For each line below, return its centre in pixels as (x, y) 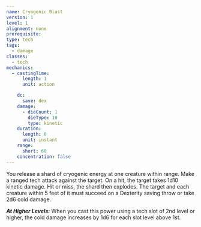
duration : (29, 129)
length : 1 (34, 79)
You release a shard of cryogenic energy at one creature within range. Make (100, 174)
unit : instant (40, 140)
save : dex (34, 101)
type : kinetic (45, 123)
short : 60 (34, 151)
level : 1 (17, 23)
